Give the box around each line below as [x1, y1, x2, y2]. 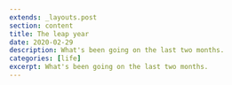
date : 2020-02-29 [9, 37, 74, 47]
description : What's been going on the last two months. [9, 46, 225, 55]
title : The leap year [9, 29, 90, 38]
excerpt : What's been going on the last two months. [9, 63, 209, 72]
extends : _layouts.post [9, 12, 98, 22]
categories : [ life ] [9, 54, 82, 63]
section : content [9, 21, 74, 30]
